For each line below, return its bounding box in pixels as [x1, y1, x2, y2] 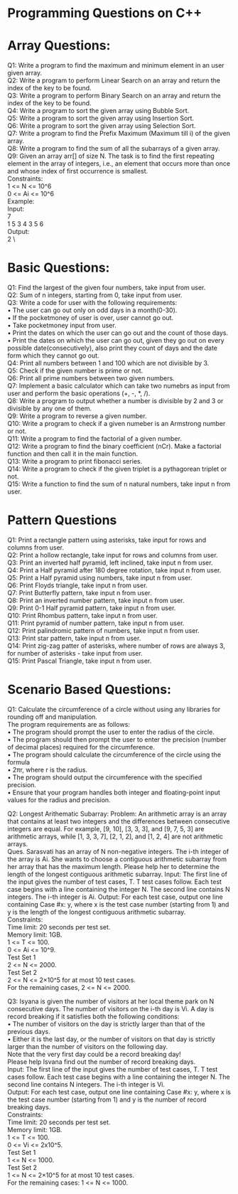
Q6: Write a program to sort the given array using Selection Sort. [7, 122, 196, 130]
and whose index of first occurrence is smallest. [7, 167, 148, 176]
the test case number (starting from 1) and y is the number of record [7, 1095, 207, 1104]
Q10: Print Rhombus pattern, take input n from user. [7, 612, 158, 619]
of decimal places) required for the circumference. [7, 742, 155, 751]
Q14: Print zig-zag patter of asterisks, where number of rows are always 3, [7, 641, 225, 650]
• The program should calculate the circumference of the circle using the [7, 750, 222, 759]
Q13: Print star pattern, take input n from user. [7, 634, 141, 642]
